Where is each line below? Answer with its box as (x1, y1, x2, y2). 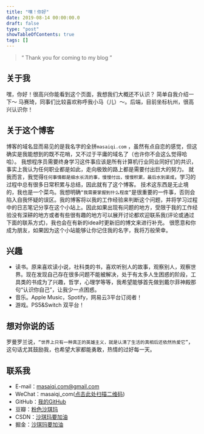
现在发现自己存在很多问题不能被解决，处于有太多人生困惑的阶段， (25, 271, 191, 278)
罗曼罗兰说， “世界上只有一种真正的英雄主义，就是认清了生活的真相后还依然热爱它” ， (6, 338, 194, 346)
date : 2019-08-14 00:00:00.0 (6, 15, 80, 21)
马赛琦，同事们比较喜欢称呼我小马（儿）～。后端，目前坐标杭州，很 (18, 98, 189, 105)
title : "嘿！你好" (6, 9, 50, 15)
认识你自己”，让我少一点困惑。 (22, 286, 100, 293)
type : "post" (6, 26, 39, 32)
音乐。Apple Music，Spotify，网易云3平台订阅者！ (15, 294, 143, 301)
